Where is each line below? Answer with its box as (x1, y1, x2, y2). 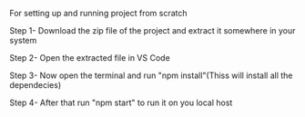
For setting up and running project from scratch (9, 8, 188, 18)
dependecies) (9, 80, 62, 90)
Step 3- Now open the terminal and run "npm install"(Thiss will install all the (9, 70, 293, 81)
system (9, 35, 37, 45)
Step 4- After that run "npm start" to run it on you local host (9, 97, 233, 108)
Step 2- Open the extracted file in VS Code (9, 53, 170, 63)
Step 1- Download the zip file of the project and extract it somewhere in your (9, 25, 296, 35)
